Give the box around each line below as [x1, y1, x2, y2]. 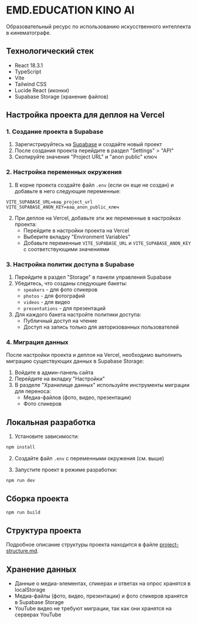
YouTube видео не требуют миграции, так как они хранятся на [14, 605, 172, 612]
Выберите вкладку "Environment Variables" [23, 233, 131, 240]
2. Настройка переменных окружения [6, 168, 122, 176]
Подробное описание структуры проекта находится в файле [6, 541, 158, 548]
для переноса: [14, 388, 51, 395]
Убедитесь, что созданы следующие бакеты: [14, 280, 128, 287]
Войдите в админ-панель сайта [14, 369, 94, 376]
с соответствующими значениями [23, 245, 110, 252]
